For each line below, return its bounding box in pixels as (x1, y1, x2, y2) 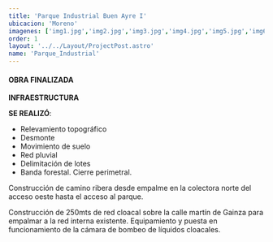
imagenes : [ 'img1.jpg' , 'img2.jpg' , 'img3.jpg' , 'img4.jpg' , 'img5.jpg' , (8, 27, 249, 35)
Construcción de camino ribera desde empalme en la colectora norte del (8, 184, 252, 193)
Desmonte (19, 133, 55, 143)
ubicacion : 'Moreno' (8, 19, 79, 28)
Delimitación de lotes (19, 159, 91, 169)
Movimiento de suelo (19, 141, 91, 151)
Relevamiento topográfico (19, 124, 107, 134)
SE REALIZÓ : (8, 109, 52, 119)
